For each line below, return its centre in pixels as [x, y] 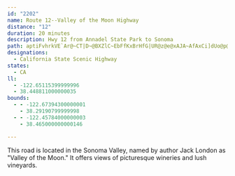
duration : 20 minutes [39, 33]
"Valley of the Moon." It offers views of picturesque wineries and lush [107, 157]
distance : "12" [29, 27]
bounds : [19, 98]
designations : [28, 53]
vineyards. [22, 165]
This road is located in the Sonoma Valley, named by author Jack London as [116, 150]
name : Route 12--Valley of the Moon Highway [73, 20]
